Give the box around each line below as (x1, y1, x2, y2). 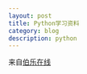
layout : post (8, 11, 52, 20)
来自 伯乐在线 (8, 57, 51, 67)
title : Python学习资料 (8, 19, 80, 27)
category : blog (8, 27, 60, 35)
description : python (8, 34, 78, 43)
